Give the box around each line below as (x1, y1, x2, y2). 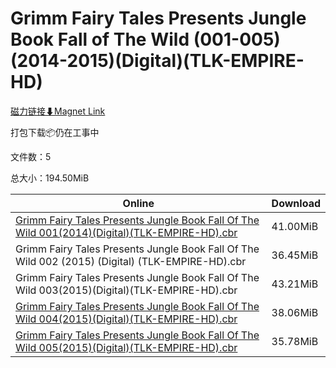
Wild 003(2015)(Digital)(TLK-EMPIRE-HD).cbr (15, 283, 238, 297)
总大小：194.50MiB (10, 172, 90, 184)
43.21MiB (271, 277, 319, 291)
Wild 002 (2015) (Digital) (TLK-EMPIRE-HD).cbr (15, 254, 247, 268)
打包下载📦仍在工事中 (10, 126, 100, 138)
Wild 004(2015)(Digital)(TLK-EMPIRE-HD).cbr (15, 312, 238, 326)
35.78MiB (271, 334, 319, 348)
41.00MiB (271, 219, 319, 233)
